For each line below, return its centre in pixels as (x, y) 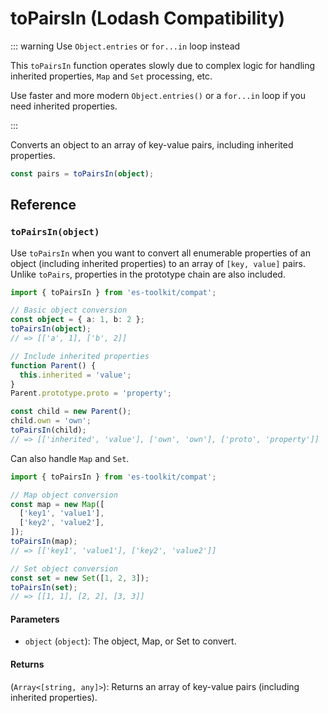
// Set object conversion (64, 568)
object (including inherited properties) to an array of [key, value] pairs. (158, 263)
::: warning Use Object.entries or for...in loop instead (125, 46)
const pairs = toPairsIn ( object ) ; (82, 173)
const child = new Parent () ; (71, 412)
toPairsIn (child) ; (48, 430)
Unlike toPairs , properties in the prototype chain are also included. (148, 274)
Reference (43, 205)
